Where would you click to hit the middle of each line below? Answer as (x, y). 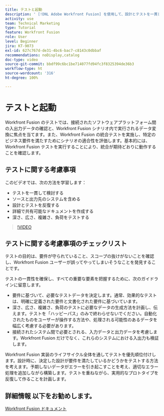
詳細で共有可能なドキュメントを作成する (53, 211)
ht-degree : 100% (21, 78)
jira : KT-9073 (20, 46)
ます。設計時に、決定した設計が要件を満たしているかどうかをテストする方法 (82, 361)
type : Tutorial (20, 28)
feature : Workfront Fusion (32, 32)
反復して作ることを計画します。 (37, 379)
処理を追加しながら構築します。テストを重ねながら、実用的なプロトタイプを (82, 373)
